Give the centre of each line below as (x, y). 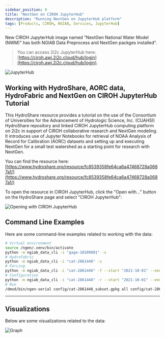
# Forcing (15, 266)
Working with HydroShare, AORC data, (65, 88)
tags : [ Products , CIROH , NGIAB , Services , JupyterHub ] (62, 23)
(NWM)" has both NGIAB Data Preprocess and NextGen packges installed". (81, 43)
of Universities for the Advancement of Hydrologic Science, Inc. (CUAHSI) (80, 120)
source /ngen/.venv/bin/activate (39, 248)
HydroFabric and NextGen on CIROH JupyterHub (81, 95)
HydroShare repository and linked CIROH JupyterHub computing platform (80, 126)
